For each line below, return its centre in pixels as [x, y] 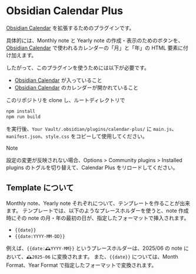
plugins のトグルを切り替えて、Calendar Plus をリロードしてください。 [92, 167]
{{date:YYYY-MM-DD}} [40, 236]
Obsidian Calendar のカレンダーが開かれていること [77, 87]
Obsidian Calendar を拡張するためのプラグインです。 [70, 28]
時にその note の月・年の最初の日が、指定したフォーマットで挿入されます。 [98, 218]
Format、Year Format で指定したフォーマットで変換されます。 [82, 265]
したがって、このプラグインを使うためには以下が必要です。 [78, 67]
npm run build [24, 117]
